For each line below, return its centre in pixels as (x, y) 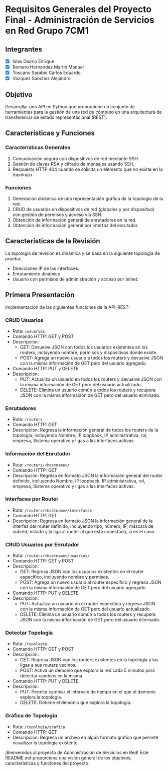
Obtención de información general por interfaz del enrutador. (75, 226)
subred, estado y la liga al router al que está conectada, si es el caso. (84, 531)
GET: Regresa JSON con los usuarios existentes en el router (82, 572)
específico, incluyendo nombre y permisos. (64, 577)
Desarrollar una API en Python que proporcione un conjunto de (70, 107)
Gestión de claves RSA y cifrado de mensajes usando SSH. (73, 164)
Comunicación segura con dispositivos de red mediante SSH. (76, 158)
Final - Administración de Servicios (80, 20)
